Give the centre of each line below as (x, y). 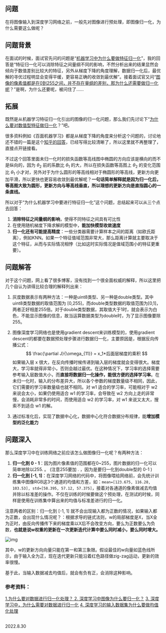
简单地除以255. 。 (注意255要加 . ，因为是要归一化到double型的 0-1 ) (82, 469)
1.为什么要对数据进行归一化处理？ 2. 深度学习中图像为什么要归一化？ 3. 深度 (82, 598)
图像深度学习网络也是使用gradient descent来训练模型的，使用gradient (83, 332)
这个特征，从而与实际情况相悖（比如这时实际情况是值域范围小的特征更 (84, 244)
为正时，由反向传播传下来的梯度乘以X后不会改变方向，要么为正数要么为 (78, 523)
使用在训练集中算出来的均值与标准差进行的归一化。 (73, 500)
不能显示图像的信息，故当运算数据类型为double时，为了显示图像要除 (91, 316)
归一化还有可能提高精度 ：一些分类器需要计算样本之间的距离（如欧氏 (82, 232)
